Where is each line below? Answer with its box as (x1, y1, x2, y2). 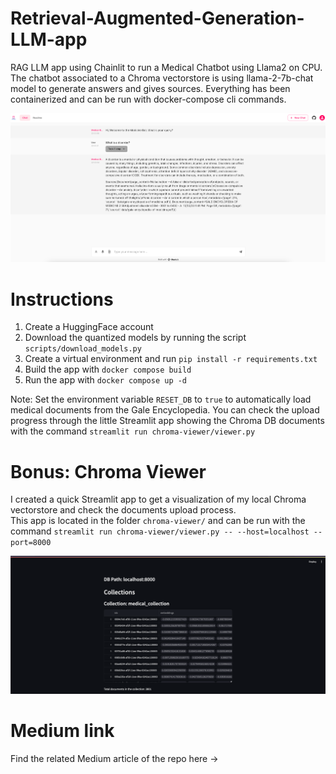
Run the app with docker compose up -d (24, 374, 188, 386)
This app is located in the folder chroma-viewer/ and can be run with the (10, 515, 306, 527)
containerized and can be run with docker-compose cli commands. (10, 93, 287, 105)
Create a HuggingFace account (24, 321, 154, 333)
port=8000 (10, 538, 52, 548)
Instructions (10, 288, 114, 311)
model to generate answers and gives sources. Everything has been (10, 82, 291, 94)
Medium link (10, 719, 115, 742)
